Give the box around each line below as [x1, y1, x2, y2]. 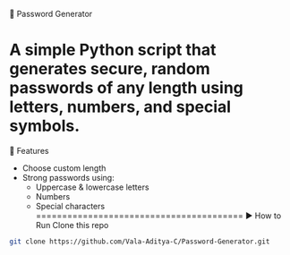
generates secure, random [9, 59, 210, 80]
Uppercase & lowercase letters [35, 182, 149, 192]
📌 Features [9, 145, 49, 156]
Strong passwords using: [21, 172, 115, 183]
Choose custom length [21, 162, 107, 174]
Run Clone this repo [35, 219, 109, 230]
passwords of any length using [9, 78, 244, 98]
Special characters [35, 200, 106, 211]
